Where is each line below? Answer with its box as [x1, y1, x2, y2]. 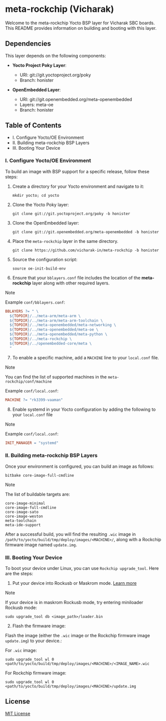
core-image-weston [5, 514, 43, 519]
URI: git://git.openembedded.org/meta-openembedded [19, 96, 132, 102]
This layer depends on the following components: [5, 53, 107, 58]
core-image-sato [5, 509, 39, 514]
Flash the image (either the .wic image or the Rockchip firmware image [5, 633, 150, 639]
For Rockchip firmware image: [5, 670, 67, 676]
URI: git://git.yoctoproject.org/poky [19, 72, 91, 78]
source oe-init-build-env [12, 266, 66, 271]
